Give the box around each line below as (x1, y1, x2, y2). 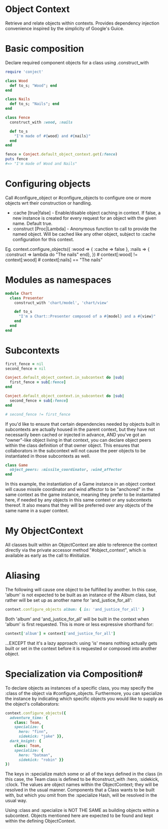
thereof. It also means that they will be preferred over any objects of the (5, 503, 154, 509)
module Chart (5, 291, 33, 296)
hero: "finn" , (18, 729, 49, 734)
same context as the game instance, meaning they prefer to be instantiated (5, 491, 160, 498)
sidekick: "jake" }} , (18, 734, 64, 739)
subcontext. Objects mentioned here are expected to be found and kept (5, 812, 153, 818)
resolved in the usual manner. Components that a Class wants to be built (5, 787, 155, 793)
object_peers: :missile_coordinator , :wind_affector (10, 467, 122, 472)
